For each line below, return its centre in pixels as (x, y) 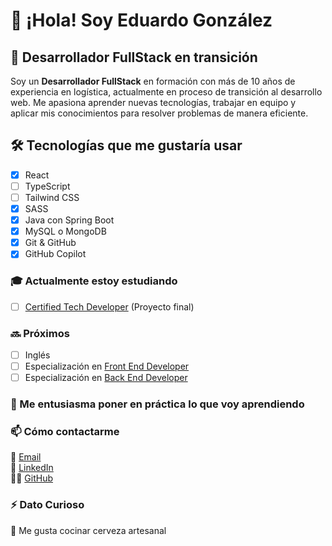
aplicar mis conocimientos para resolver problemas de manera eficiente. (159, 113)
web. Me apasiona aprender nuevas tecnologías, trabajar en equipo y (153, 102)
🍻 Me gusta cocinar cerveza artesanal (88, 530)
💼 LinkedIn (32, 468)
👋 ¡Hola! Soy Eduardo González (141, 20)
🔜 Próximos (40, 333)
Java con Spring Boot (69, 220)
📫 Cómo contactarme (65, 431)
